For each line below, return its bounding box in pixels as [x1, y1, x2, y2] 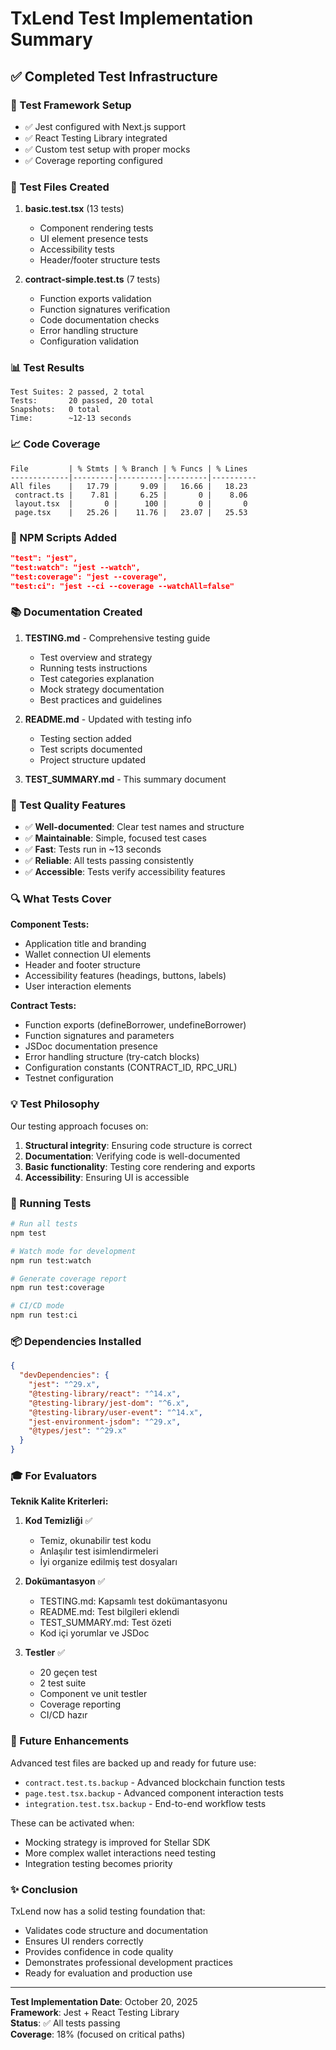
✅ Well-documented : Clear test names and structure [24, 821, 245, 833]
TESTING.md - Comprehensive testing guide [24, 632, 211, 644]
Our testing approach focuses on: [10, 1120, 149, 1132]
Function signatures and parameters [24, 1030, 175, 1042]
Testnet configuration [24, 1072, 114, 1084]
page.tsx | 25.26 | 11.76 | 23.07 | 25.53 [14, 507, 248, 517]
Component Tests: [10, 918, 90, 931]
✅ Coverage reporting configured [24, 154, 163, 166]
